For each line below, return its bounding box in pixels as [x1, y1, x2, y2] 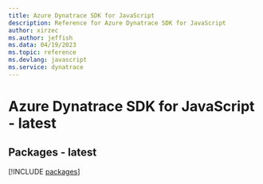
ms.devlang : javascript [8, 56, 88, 64]
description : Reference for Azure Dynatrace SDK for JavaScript [8, 19, 226, 27]
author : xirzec [8, 26, 59, 34]
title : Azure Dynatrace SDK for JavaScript [8, 11, 155, 20]
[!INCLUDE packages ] [8, 167, 80, 176]
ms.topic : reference [8, 48, 77, 56]
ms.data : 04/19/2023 [8, 41, 77, 49]
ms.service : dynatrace [8, 63, 84, 71]
